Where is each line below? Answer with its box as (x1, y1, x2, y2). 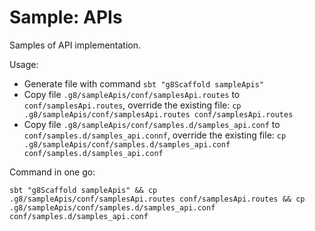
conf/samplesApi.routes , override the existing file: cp (23, 99, 242, 111)
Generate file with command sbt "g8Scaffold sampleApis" (23, 77, 265, 90)
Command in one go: (9, 166, 96, 178)
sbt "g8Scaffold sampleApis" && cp (9, 185, 158, 195)
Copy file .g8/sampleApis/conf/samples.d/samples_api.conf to (23, 118, 281, 130)
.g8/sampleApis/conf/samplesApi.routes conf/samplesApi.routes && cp (9, 194, 306, 204)
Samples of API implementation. (9, 39, 142, 51)
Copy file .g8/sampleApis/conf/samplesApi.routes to (23, 88, 241, 100)
